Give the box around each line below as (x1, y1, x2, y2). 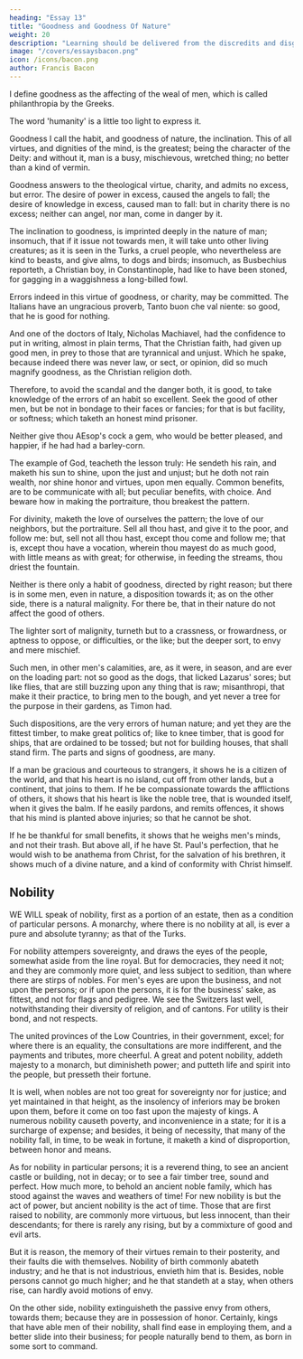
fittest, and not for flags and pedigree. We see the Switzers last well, (9, 994, 263, 1005)
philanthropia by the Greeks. (9, 98, 115, 109)
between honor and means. (9, 1144, 112, 1155)
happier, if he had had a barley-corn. (9, 439, 146, 450)
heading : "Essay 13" (9, 13, 87, 23)
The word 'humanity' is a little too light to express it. (9, 115, 201, 127)
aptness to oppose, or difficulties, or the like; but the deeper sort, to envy (9, 635, 281, 646)
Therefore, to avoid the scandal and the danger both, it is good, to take (9, 383, 272, 394)
